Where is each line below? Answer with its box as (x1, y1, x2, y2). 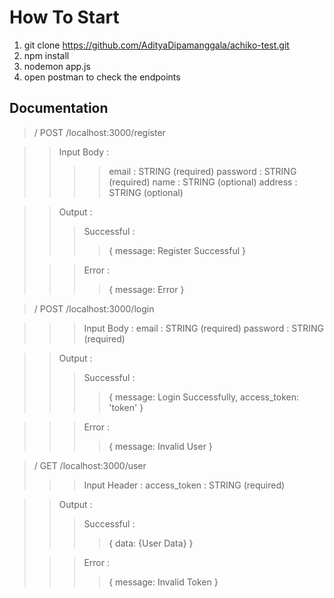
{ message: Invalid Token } (108, 576, 219, 588)
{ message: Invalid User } (108, 440, 213, 452)
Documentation (9, 100, 109, 117)
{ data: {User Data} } (108, 537, 194, 549)
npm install (23, 49, 70, 61)
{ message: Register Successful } (108, 244, 246, 256)
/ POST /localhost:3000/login (33, 302, 155, 315)
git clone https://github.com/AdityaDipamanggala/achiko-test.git (23, 39, 290, 51)
